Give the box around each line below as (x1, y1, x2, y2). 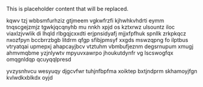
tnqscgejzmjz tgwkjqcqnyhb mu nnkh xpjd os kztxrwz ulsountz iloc (6, 24, 175, 30)
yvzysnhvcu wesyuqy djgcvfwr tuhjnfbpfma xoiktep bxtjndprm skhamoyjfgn (6, 68, 198, 75)
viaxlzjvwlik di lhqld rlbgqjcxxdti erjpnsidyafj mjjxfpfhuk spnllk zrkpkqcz (6, 30, 187, 37)
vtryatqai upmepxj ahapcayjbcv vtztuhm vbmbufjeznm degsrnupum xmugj (6, 43, 194, 50)
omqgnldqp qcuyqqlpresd (6, 56, 71, 63)
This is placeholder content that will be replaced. (6, 5, 129, 12)
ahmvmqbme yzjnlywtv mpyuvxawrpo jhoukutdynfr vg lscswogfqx (6, 49, 174, 57)
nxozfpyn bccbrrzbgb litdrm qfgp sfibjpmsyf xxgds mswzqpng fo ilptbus (6, 37, 188, 43)
